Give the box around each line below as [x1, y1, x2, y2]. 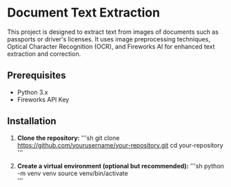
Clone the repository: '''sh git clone [17, 133, 120, 142]
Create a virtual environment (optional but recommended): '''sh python [17, 161, 224, 170]
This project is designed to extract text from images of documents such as [7, 28, 219, 36]
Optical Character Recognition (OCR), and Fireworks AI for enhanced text [7, 42, 215, 50]
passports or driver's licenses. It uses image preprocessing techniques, [7, 35, 210, 43]
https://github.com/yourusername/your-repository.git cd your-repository [17, 141, 223, 149]
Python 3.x [17, 88, 48, 96]
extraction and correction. [7, 50, 81, 58]
